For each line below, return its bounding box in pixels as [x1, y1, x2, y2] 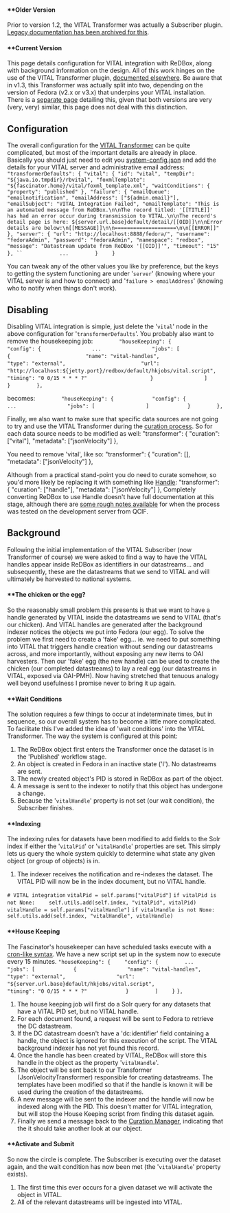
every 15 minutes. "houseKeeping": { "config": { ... [7, 957, 194, 965]
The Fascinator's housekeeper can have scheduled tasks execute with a [7, 942, 211, 951]
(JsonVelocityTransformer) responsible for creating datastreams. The [16, 1073, 214, 1081]
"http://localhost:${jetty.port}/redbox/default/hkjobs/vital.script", [7, 368, 216, 375]
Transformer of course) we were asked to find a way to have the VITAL [7, 553, 207, 561]
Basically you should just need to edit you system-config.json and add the [7, 156, 217, 165]
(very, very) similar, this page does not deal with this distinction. [7, 103, 187, 112]
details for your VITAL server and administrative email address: [7, 163, 185, 171]
